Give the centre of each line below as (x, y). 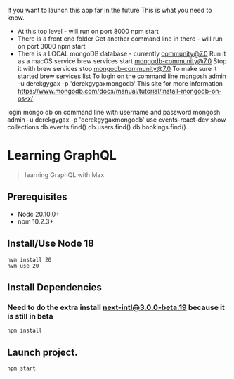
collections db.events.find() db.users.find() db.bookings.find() (97, 127)
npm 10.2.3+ (35, 221)
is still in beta (30, 316)
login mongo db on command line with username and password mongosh (114, 112)
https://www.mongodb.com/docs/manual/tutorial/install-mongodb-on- (120, 91)
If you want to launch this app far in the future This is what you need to (110, 10)
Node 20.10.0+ (39, 214)
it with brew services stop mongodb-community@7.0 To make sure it (117, 69)
